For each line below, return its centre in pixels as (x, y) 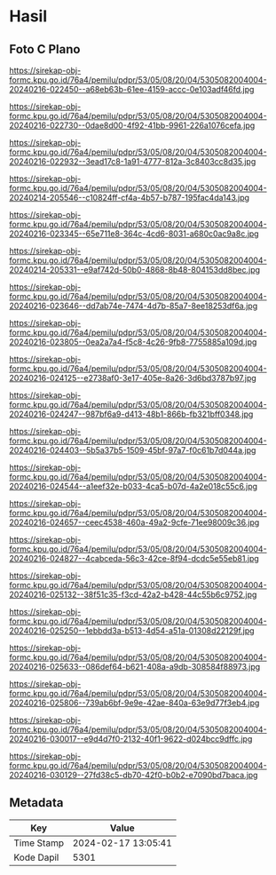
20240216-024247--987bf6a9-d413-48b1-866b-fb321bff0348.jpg (131, 414)
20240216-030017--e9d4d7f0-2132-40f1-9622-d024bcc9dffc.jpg (131, 739)
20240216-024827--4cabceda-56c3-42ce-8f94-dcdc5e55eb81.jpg (134, 558)
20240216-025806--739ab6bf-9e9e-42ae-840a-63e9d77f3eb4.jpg (134, 703)
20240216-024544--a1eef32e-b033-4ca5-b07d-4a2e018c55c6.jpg (134, 486)
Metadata (36, 803)
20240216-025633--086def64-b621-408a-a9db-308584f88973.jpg (135, 667)
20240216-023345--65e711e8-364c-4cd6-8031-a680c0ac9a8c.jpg (134, 234)
